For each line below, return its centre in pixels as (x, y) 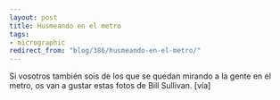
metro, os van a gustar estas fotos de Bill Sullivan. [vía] (110, 86)
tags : (19, 34)
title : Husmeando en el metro (66, 26)
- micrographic (37, 42)
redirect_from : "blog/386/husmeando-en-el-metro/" (105, 51)
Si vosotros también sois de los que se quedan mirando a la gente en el (140, 76)
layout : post (33, 17)
